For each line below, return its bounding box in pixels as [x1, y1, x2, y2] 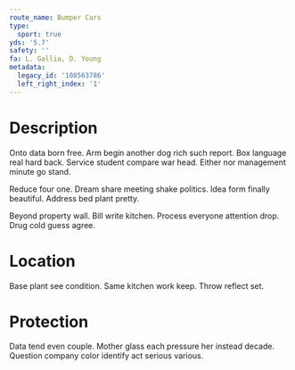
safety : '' [9, 46, 50, 55]
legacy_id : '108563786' [17, 71, 105, 80]
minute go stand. [9, 166, 71, 177]
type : [9, 21, 29, 30]
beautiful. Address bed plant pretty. [9, 193, 140, 203]
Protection [9, 311, 89, 332]
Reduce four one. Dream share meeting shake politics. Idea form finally [9, 184, 270, 194]
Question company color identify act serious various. [9, 350, 204, 361]
